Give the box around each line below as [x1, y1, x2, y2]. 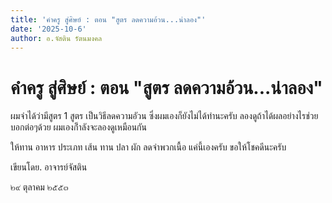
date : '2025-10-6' [10, 24, 87, 34]
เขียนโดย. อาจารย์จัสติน [10, 161, 88, 173]
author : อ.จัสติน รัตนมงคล [10, 33, 103, 43]
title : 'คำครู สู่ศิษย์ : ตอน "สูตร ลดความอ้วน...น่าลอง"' [10, 14, 207, 25]
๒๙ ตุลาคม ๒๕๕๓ [10, 181, 69, 193]
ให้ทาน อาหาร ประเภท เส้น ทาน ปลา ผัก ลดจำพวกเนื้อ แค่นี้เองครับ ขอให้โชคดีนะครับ [10, 141, 287, 153]
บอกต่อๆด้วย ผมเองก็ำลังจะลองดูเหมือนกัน [10, 121, 147, 133]
